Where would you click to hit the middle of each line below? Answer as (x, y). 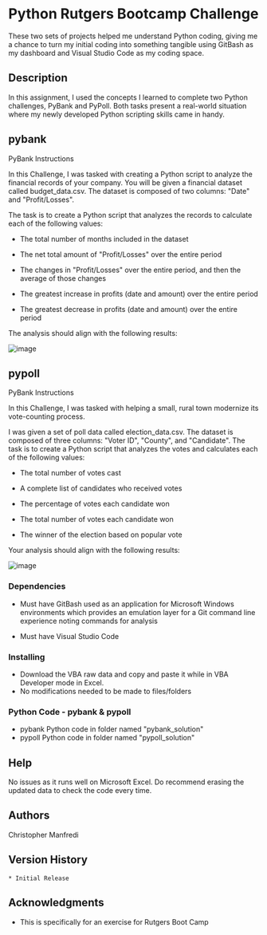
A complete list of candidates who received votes (101, 488)
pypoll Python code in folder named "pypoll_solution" (107, 738)
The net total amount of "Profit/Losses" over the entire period (121, 254)
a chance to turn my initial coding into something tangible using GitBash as (131, 44)
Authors (29, 816)
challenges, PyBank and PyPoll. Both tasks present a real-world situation (128, 105)
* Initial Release (39, 878)
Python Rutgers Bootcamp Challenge (133, 14)
